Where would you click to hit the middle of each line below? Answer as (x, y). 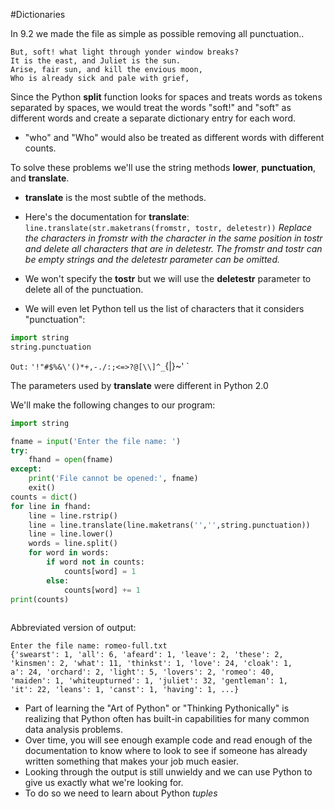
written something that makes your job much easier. (131, 761)
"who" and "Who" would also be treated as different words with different (174, 137)
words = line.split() (73, 544)
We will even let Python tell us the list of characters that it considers (164, 308)
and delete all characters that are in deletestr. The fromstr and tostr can (173, 248)
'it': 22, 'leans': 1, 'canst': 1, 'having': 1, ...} (125, 690)
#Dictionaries (38, 14)
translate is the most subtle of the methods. (115, 197)
